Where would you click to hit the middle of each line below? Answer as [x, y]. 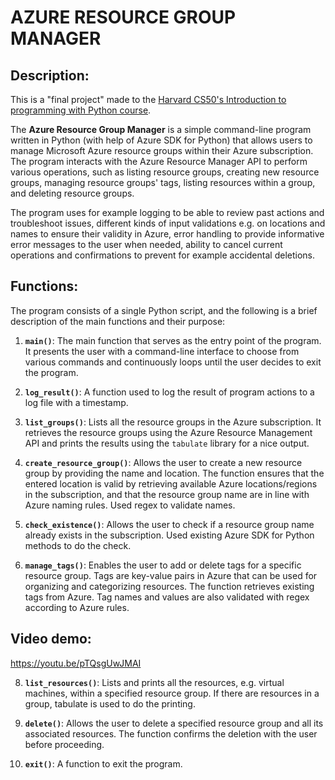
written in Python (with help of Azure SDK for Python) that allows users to [161, 140]
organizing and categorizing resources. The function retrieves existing [169, 586]
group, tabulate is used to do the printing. [110, 703]
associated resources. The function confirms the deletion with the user [171, 733]
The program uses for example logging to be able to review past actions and [167, 212]
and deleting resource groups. [72, 193]
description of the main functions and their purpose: [118, 321]
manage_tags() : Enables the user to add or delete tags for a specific [163, 565]
